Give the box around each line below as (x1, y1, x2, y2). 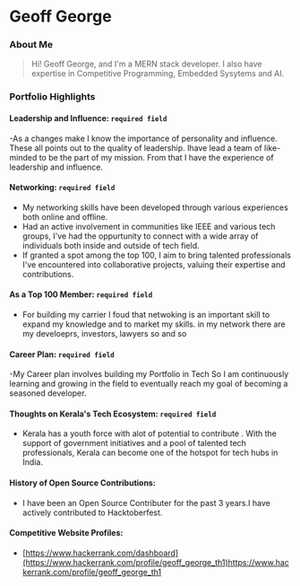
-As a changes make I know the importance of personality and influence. (9, 133, 278, 144)
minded (9, 152, 38, 162)
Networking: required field (9, 182, 116, 193)
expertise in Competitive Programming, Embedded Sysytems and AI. (30, 68, 285, 79)
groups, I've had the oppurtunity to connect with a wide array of (21, 231, 259, 241)
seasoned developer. (9, 388, 87, 398)
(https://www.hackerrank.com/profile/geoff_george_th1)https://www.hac (21, 556, 289, 567)
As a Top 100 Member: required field (9, 289, 153, 300)
